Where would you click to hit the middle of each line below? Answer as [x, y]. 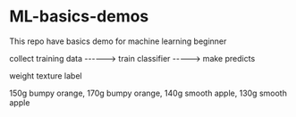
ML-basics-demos [79, 17]
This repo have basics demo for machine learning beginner [118, 41]
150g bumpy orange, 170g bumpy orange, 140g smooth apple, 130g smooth [148, 93]
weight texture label [46, 75]
